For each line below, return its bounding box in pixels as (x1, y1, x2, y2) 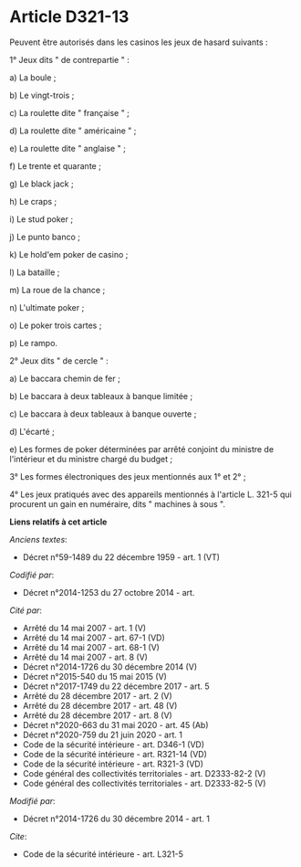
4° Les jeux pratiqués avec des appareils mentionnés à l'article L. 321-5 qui (9, 489, 292, 500)
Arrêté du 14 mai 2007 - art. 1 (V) (22, 622, 147, 633)
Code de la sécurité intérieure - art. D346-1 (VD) (22, 738, 205, 750)
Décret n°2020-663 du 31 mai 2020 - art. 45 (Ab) (22, 719, 209, 730)
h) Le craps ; (9, 196, 57, 206)
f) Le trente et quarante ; (9, 160, 102, 171)
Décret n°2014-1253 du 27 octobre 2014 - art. (22, 587, 195, 597)
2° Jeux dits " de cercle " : (9, 354, 109, 366)
